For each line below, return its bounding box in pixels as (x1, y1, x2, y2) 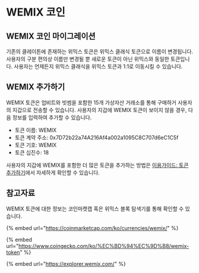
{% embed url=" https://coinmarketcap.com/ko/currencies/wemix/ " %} (6, 224, 179, 231)
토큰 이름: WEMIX (14, 126, 57, 134)
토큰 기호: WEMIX (14, 141, 57, 148)
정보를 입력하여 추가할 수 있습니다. (12, 114, 92, 121)
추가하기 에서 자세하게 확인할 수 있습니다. (6, 169, 100, 176)
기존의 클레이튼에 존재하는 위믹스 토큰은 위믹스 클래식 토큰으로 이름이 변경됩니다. (6, 48, 194, 55)
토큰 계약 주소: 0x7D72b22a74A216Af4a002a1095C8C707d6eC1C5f (14, 134, 179, 141)
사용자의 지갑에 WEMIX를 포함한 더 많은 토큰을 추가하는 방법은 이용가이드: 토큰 (6, 162, 189, 169)
